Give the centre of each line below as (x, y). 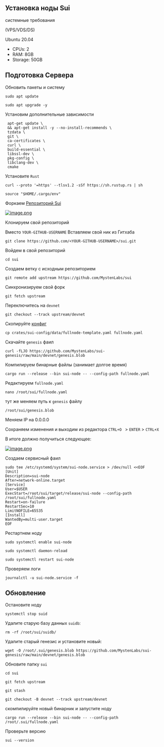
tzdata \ (16, 132)
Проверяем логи (23, 569)
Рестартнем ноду (24, 533)
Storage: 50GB (27, 60)
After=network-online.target (35, 480)
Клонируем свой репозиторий (37, 222)
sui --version (20, 741)
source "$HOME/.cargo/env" (33, 194)
